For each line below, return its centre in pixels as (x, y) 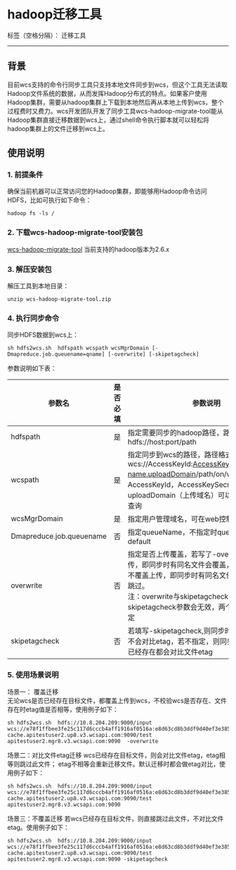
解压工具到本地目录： (38, 286)
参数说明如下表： (32, 368)
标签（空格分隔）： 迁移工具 (47, 35)
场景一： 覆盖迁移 (33, 692)
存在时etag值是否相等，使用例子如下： (63, 709)
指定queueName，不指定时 (172, 533)
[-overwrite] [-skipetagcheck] (153, 354)
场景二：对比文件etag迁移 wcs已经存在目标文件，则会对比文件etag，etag (113, 755)
